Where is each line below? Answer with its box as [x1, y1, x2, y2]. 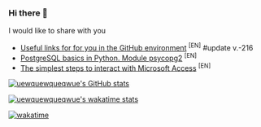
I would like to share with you [8, 26, 107, 36]
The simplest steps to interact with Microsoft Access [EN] [20, 61, 211, 72]
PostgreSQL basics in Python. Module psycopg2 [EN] [20, 51, 198, 63]
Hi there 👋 [8, 7, 49, 19]
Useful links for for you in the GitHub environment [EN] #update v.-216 [20, 42, 254, 52]
